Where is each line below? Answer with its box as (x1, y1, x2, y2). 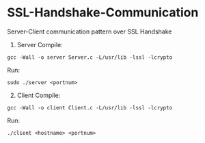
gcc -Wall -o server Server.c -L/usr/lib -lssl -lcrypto (7, 53, 173, 61)
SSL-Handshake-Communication (7, 5, 199, 21)
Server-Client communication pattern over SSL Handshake (7, 27, 172, 36)
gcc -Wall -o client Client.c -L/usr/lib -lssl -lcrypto (7, 104, 173, 111)
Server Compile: (16, 40, 63, 49)
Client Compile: (16, 91, 61, 99)
